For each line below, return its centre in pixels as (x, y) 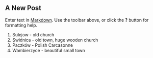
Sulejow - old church (33, 34)
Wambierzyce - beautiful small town (49, 50)
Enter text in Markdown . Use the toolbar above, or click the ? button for (77, 20)
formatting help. (21, 25)
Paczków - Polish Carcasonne (42, 45)
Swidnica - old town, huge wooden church (55, 40)
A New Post (23, 8)
